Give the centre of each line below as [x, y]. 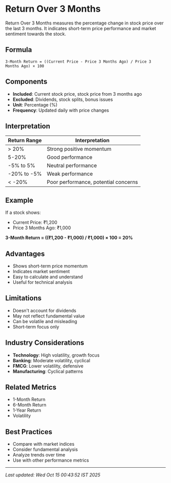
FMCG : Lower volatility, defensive [48, 366]
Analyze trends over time [39, 455]
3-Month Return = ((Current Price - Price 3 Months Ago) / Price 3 [78, 62]
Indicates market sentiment [41, 271]
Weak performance [70, 174]
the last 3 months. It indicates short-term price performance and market [81, 28]
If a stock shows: [23, 212]
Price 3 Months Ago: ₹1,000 [42, 228]
